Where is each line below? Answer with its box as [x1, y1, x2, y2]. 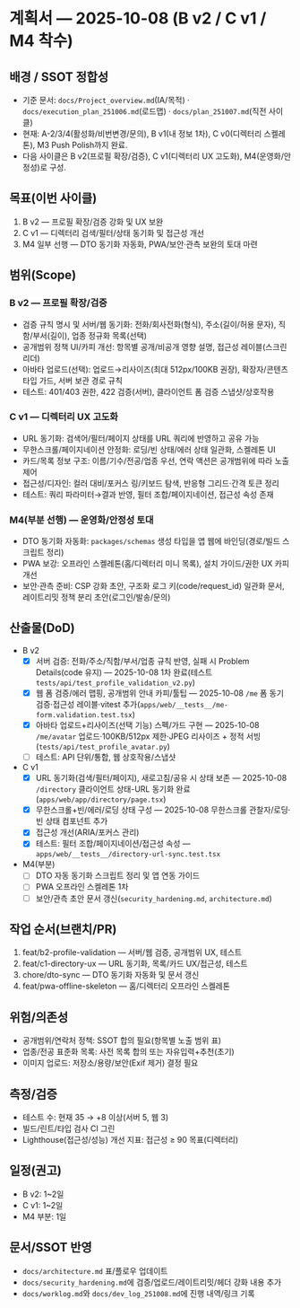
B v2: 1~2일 [21, 1189, 64, 1199]
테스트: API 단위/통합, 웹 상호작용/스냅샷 [35, 751, 176, 763]
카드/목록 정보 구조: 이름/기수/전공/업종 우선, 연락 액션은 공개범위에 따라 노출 [21, 455, 289, 466]
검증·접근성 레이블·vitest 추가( [35, 699, 141, 710]
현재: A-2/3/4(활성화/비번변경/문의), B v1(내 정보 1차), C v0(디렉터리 [21, 128, 262, 139]
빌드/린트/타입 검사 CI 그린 [21, 1123, 116, 1134]
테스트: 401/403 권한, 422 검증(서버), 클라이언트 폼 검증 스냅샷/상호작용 [21, 386, 275, 397]
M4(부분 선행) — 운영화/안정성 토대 [9, 514, 154, 526]
